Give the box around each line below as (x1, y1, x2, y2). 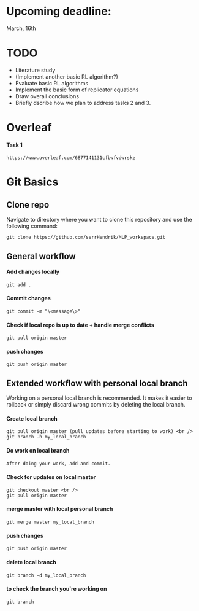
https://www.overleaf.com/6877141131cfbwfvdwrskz (6, 155, 136, 161)
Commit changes (6, 295, 51, 302)
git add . (6, 281, 32, 288)
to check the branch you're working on (6, 585, 107, 593)
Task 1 (6, 141, 23, 149)
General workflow (6, 251, 76, 262)
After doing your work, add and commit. (6, 461, 111, 467)
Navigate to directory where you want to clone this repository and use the (6, 216, 192, 224)
